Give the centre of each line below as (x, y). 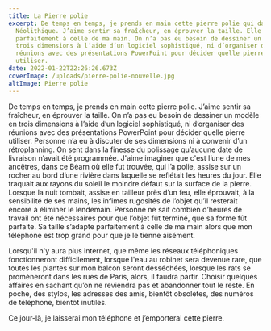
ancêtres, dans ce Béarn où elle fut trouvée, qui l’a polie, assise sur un (125, 166)
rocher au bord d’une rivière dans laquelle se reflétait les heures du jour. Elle (135, 175)
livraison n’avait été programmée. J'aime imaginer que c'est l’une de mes (129, 157)
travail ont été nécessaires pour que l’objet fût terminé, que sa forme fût (128, 218)
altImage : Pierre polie (48, 83)
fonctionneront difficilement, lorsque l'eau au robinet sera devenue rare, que (135, 259)
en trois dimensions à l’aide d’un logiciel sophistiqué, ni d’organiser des (126, 124)
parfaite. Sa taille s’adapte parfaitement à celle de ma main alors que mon (130, 226)
